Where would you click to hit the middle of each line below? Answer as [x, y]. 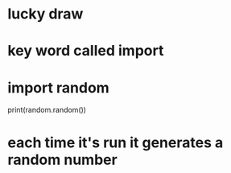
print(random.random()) [47, 110]
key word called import [86, 51]
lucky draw [45, 14]
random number [62, 160]
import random [58, 87]
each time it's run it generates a [115, 142]
